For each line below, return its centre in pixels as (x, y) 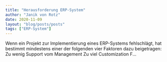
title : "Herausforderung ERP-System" (45, 10)
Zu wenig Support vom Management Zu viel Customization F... (71, 54)
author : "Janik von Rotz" (33, 15)
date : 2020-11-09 (24, 19)
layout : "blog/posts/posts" (35, 24)
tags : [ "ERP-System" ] (28, 29)
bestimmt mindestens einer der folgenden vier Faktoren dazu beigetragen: (83, 49)
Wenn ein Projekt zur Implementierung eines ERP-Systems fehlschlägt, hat (83, 43)
